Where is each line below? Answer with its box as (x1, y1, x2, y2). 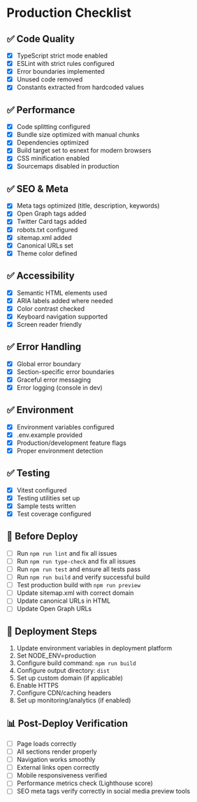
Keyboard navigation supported (16, 312, 108, 321)
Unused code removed (16, 75, 83, 83)
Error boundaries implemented (16, 67, 105, 76)
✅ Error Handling (6, 341, 82, 353)
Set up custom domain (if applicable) (16, 674, 124, 682)
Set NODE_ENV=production (16, 651, 96, 660)
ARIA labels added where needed (16, 296, 113, 305)
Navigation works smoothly (16, 756, 96, 764)
